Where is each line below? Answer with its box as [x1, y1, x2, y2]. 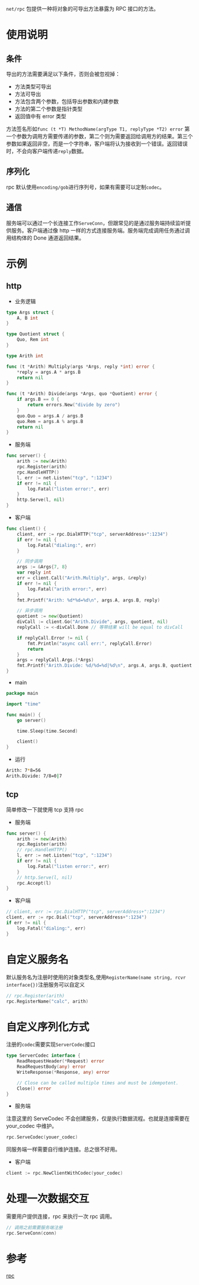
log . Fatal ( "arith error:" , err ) [27, 586, 108, 592]
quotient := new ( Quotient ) [17, 613, 84, 619]
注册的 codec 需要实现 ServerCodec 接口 [6, 1041, 96, 1048]
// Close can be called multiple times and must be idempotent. [17, 1080, 179, 1086]
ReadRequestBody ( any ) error [17, 1064, 86, 1070]
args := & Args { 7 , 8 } [17, 564, 68, 570]
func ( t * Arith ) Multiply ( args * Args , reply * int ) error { [6, 364, 155, 370]
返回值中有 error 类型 [14, 113, 67, 120]
